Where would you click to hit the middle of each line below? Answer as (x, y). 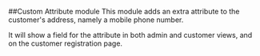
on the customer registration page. (65, 43)
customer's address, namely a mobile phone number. (96, 20)
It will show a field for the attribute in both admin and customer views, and (130, 35)
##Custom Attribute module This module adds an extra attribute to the (124, 11)
